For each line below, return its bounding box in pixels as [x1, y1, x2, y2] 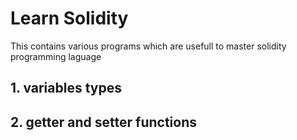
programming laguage [10, 50, 102, 62]
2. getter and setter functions [10, 113, 198, 131]
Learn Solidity [10, 7, 129, 30]
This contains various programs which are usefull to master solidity [10, 40, 287, 52]
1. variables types [10, 80, 122, 97]
